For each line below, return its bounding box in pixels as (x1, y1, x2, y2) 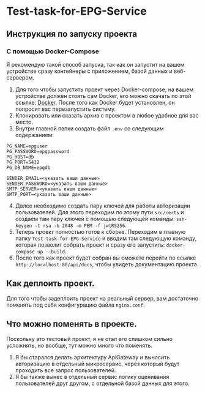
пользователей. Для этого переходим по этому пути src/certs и (15, 208, 184, 215)
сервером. (6, 73, 35, 81)
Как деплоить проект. (6, 279, 95, 289)
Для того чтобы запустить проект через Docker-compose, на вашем (15, 86, 194, 93)
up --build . (37, 247, 67, 255)
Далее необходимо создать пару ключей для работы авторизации (15, 202, 190, 209)
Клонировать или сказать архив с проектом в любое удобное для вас (15, 111, 199, 119)
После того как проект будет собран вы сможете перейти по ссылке (15, 254, 196, 261)
